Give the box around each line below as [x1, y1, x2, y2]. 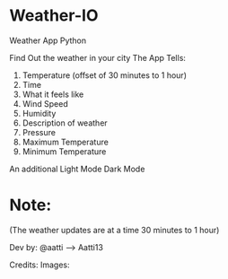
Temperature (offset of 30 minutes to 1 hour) [22, 69, 187, 81]
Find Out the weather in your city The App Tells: [9, 52, 187, 63]
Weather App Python [9, 35, 87, 46]
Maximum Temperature [22, 136, 110, 147]
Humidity [22, 108, 57, 118]
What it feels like [22, 89, 84, 100]
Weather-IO [9, 5, 99, 26]
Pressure [22, 126, 57, 137]
